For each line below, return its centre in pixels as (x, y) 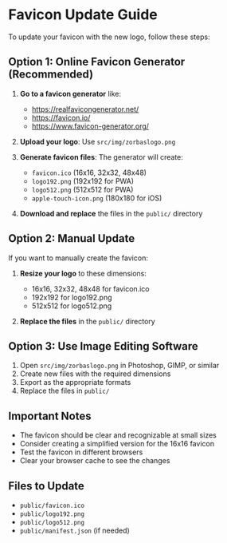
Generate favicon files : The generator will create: (101, 157)
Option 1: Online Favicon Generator (97, 62)
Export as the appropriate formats (75, 382)
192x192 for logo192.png (72, 297)
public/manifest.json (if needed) (74, 530)
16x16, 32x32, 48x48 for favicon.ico (90, 288)
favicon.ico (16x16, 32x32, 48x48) (89, 172)
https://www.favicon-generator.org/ (90, 126)
